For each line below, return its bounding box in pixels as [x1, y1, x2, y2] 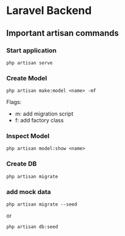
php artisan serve [6, 60, 53, 66]
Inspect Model [6, 132, 50, 141]
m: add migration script [15, 110, 74, 117]
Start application [6, 46, 57, 55]
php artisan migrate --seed [6, 201, 78, 207]
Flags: [6, 99, 22, 106]
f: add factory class [15, 117, 64, 124]
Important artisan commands [6, 28, 120, 38]
